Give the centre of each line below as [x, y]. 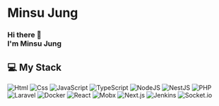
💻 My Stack [35, 67]
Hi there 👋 [25, 35]
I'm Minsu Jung [35, 44]
